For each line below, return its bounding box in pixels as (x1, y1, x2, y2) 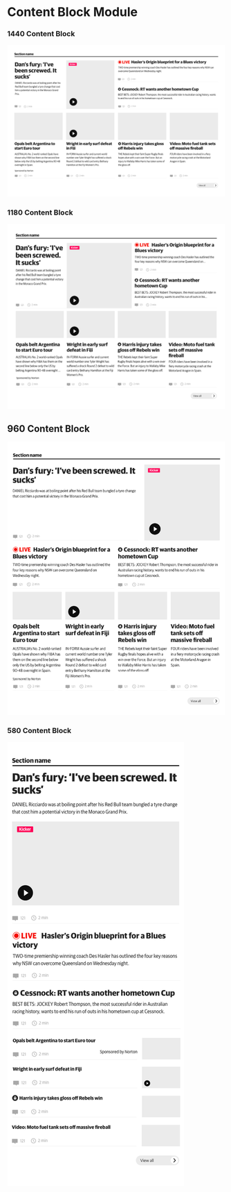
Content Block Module (7, 4, 138, 20)
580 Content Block (7, 726, 72, 736)
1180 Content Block (7, 208, 74, 217)
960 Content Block (7, 423, 90, 435)
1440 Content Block (7, 29, 75, 39)
